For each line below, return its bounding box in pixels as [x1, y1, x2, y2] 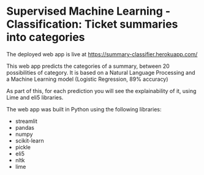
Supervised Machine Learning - [6, 4, 171, 18]
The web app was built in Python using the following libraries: [6, 105, 162, 113]
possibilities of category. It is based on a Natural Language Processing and [6, 69, 195, 76]
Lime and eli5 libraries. [6, 94, 64, 101]
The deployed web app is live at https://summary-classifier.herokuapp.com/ [6, 50, 198, 58]
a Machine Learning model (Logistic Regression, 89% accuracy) [6, 75, 168, 83]
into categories [6, 31, 85, 44]
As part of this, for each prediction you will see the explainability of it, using [6, 87, 197, 94]
